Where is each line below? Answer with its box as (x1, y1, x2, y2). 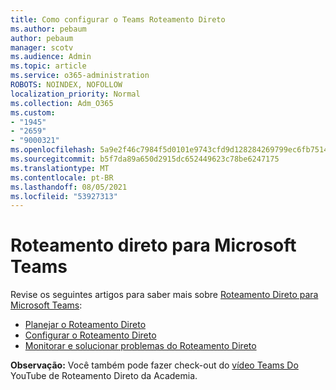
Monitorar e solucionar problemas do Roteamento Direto (24, 340, 257, 352)
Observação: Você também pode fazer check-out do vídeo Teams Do (10, 359, 299, 371)
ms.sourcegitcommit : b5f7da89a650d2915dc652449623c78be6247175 (10, 154, 280, 164)
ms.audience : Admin (10, 52, 92, 62)
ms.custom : (10, 107, 56, 118)
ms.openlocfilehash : (10, 145, 97, 155)
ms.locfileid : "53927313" (10, 191, 118, 201)
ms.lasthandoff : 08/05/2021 (10, 182, 128, 192)
